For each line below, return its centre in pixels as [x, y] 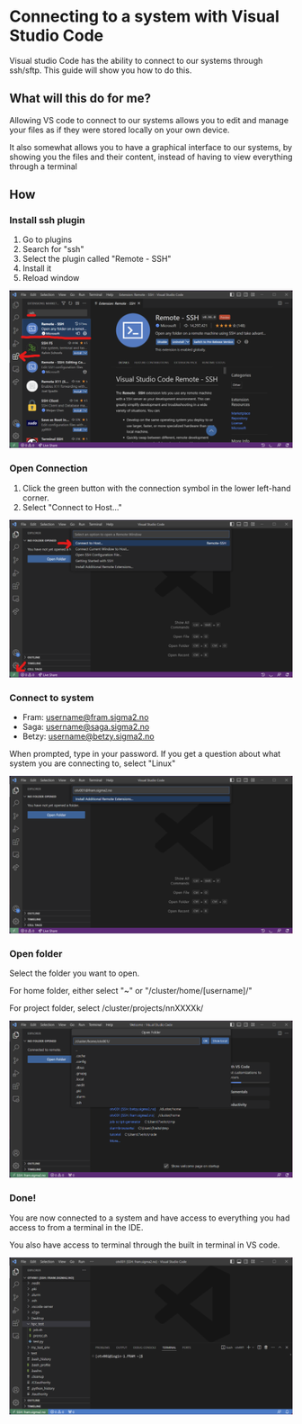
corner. [36, 498]
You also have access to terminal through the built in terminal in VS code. [145, 1245]
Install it [37, 268]
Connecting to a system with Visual [145, 17]
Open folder [36, 954]
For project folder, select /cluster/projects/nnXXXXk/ [107, 1008]
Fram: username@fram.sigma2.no [85, 717]
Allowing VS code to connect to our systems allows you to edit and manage [149, 120]
